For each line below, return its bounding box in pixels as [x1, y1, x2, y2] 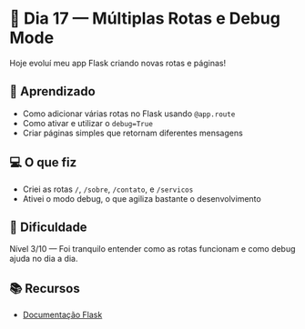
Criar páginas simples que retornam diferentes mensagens [22, 127, 243, 138]
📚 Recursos [9, 281, 80, 296]
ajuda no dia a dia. [9, 254, 78, 264]
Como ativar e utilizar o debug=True [22, 117, 153, 128]
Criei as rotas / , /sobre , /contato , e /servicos [22, 184, 194, 194]
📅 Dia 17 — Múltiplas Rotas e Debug [9, 8, 280, 29]
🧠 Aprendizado [9, 84, 96, 99]
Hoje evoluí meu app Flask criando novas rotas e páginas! [9, 57, 226, 68]
